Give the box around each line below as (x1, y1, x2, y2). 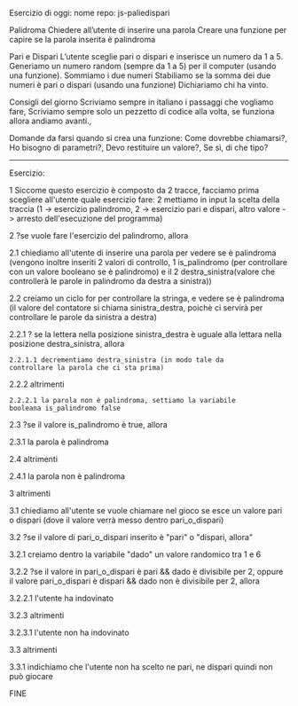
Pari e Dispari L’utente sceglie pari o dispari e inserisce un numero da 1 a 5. (9, 51, 284, 61)
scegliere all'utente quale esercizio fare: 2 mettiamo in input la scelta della (9, 194, 280, 205)
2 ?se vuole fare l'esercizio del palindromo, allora (9, 231, 189, 240)
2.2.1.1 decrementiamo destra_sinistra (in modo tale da (9, 356, 224, 365)
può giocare (9, 671, 53, 681)
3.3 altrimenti (9, 645, 58, 655)
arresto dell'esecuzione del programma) (16, 213, 163, 224)
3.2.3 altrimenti (9, 610, 65, 620)
